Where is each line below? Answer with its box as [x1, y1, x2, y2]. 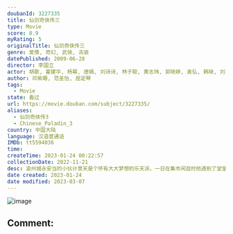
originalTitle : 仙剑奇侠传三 [7, 42, 85, 49]
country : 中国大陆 [7, 126, 57, 133]
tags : [7, 81, 23, 88]
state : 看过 [7, 94, 40, 101]
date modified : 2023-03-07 [7, 178, 85, 185]
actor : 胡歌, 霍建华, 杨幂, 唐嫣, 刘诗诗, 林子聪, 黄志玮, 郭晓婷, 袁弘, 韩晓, [7, 68, 217, 75]
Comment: [7, 217, 54, 229]
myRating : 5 [7, 36, 42, 43]
